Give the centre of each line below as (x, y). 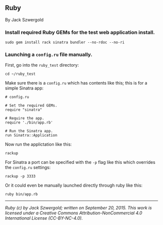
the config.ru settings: (28, 168)
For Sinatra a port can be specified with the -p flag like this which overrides (80, 162)
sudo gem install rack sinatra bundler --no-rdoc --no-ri (65, 43)
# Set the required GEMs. (31, 106)
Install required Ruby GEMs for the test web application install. (80, 32)
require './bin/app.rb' (29, 123)
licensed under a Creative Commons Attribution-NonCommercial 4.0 (73, 213)
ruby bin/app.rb (21, 194)
